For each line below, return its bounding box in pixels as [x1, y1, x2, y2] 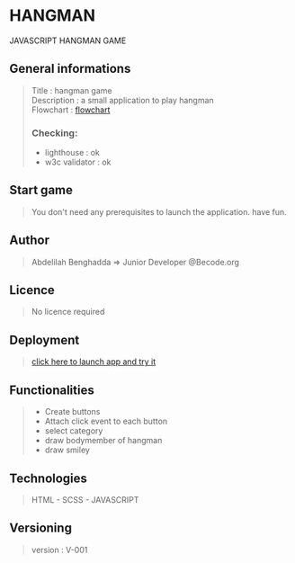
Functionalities [9, 382, 94, 398]
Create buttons [44, 407, 101, 417]
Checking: [31, 127, 78, 139]
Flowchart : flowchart [31, 104, 111, 115]
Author [9, 233, 49, 248]
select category [44, 425, 103, 436]
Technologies [9, 470, 88, 486]
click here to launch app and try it [31, 356, 156, 367]
